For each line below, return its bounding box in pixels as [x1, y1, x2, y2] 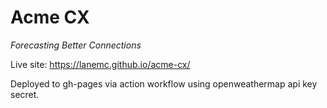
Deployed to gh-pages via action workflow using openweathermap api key [10, 77, 318, 90]
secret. [10, 88, 40, 100]
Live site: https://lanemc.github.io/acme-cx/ [10, 58, 191, 70]
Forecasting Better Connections [10, 39, 142, 51]
